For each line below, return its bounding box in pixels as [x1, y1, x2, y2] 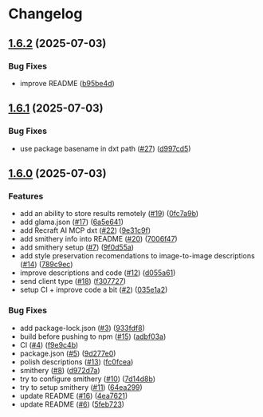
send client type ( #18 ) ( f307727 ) [19, 277, 126, 286]
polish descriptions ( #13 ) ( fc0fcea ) [19, 356, 134, 367]
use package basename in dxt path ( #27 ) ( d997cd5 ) [19, 144, 191, 153]
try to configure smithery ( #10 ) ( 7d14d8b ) [19, 374, 155, 384]
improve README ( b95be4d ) [19, 78, 116, 88]
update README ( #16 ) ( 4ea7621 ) [19, 391, 128, 400]
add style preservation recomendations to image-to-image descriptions [19, 251, 255, 261]
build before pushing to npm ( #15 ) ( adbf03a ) [19, 332, 167, 341]
